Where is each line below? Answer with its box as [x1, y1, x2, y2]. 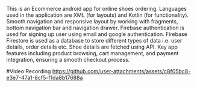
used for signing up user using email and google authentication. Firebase [6, 31, 188, 38]
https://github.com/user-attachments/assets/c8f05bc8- [52, 68, 191, 74]
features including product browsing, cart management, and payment [6, 50, 179, 56]
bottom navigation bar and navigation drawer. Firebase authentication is [6, 24, 185, 31]
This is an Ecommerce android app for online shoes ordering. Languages [6, 5, 187, 12]
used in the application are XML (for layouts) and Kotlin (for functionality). [6, 11, 189, 19]
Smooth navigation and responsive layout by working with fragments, [6, 18, 178, 25]
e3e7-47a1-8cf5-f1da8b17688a [6, 74, 83, 81]
